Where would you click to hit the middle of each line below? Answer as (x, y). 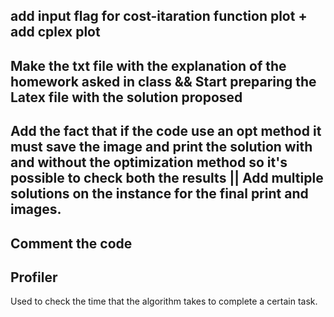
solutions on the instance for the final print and (159, 194)
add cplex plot (55, 32)
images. (36, 209)
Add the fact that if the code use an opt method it (166, 131)
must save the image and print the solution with (161, 147)
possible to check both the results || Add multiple (167, 178)
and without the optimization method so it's (149, 162)
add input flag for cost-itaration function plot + (159, 16)
